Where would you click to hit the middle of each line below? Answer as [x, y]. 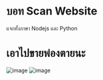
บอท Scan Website [52, 11]
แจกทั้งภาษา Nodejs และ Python [42, 28]
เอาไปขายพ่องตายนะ [46, 53]
